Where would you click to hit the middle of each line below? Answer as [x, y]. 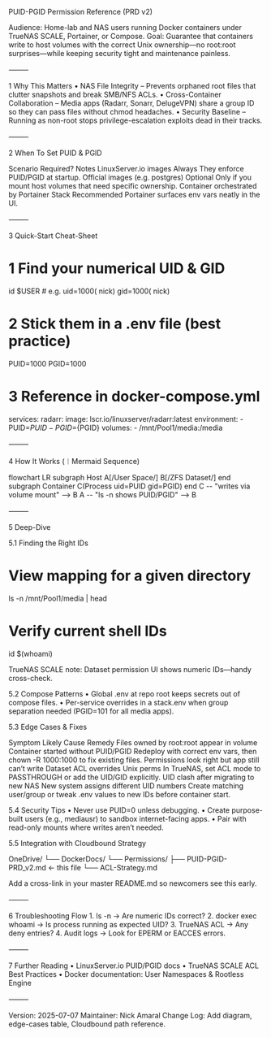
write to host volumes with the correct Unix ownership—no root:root [122, 45]
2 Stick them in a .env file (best [115, 324]
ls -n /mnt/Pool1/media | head [58, 598]
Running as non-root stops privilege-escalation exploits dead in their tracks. [135, 120]
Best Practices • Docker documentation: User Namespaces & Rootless [126, 974]
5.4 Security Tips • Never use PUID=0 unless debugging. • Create [119, 810]
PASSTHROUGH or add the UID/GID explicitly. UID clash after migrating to [131, 777]
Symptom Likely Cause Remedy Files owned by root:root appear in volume [133, 742]
